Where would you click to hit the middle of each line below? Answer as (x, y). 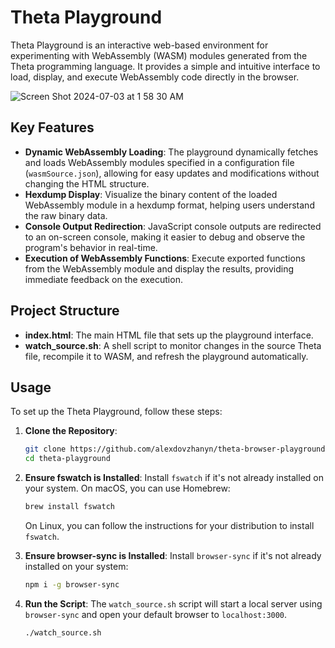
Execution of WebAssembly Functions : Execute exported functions (165, 258)
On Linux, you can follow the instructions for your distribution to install (169, 525)
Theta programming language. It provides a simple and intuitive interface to (165, 66)
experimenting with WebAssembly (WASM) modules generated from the (159, 55)
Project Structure (65, 311)
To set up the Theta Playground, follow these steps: (116, 412)
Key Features (52, 127)
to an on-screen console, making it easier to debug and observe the (165, 237)
